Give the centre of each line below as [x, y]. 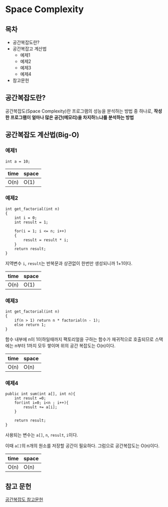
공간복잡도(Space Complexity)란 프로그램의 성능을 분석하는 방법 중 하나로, [79, 111]
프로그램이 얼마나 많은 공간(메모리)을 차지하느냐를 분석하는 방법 [72, 117]
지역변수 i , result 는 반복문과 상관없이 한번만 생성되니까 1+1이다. [69, 263]
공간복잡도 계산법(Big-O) [42, 135]
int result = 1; [32, 222]
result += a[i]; [40, 407]
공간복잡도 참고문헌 [24, 499]
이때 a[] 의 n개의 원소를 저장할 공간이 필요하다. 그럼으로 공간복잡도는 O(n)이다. [82, 446]
